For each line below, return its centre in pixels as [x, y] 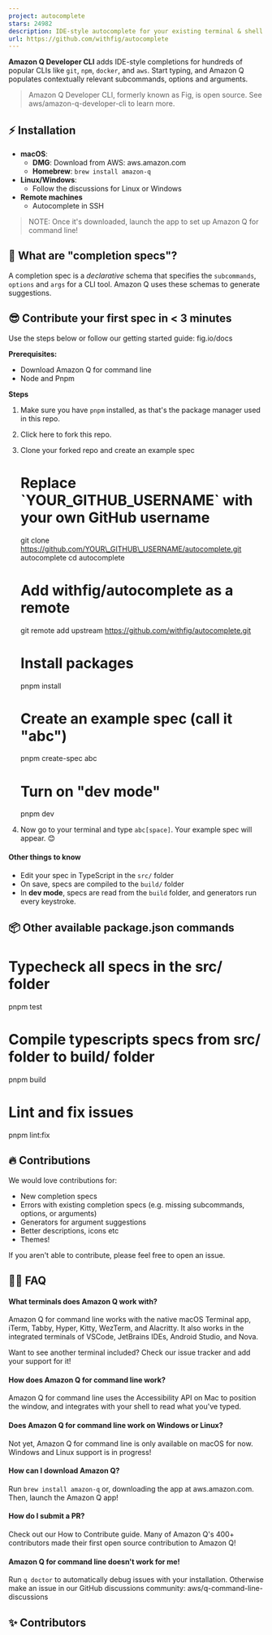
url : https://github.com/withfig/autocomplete [89, 39]
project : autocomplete [47, 16]
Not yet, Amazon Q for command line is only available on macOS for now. [131, 1444]
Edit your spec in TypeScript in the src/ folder [97, 875]
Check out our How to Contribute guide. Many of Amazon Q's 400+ [121, 1534]
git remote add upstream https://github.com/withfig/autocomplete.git [136, 630]
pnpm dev [37, 814]
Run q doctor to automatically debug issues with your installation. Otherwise [136, 1580]
